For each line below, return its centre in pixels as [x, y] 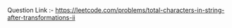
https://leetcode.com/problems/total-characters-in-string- [140, 10]
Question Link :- [31, 10]
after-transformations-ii [41, 17]
